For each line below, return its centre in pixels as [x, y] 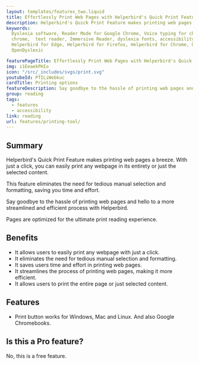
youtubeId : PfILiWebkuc [36, 78]
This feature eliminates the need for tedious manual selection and [86, 184]
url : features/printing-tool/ [44, 121]
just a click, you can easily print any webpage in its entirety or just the [91, 166]
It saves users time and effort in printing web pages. [78, 265]
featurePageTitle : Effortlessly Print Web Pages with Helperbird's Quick [99, 61]
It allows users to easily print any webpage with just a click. [87, 252]
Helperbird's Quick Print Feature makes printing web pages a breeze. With [97, 160]
